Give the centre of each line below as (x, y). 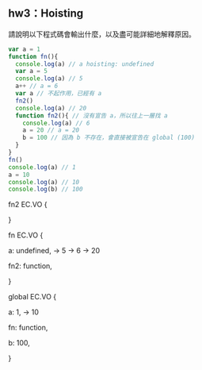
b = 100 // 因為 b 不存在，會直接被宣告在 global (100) (109, 138)
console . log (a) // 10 (44, 182)
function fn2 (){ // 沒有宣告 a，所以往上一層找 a (91, 116)
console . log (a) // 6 (56, 123)
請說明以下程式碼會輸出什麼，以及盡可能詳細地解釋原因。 (102, 34)
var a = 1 (25, 49)
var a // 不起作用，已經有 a (59, 94)
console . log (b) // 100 (46, 189)
